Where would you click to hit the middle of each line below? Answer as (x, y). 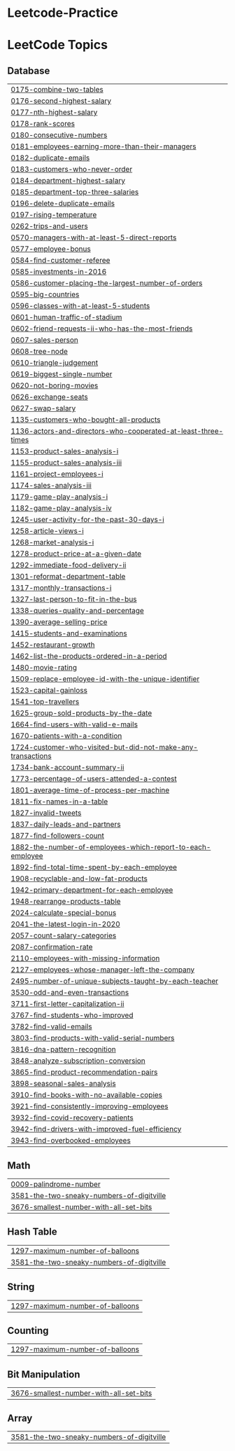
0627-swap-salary (43, 408)
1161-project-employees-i (57, 474)
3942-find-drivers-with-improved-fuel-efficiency (96, 1129)
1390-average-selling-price (59, 622)
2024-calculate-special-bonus (64, 913)
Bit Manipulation (44, 1374)
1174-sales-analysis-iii (51, 486)
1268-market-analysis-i (52, 542)
